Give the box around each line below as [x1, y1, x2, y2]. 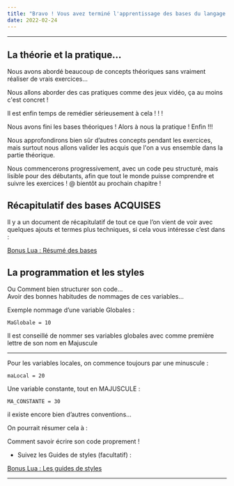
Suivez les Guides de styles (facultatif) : [17, 450, 132, 459]
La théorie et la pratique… [7, 49, 122, 61]
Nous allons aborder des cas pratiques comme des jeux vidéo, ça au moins [7, 88, 223, 97]
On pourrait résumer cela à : [7, 423, 88, 432]
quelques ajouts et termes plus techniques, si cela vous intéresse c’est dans [7, 226, 226, 234]
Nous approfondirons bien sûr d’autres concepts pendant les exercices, [7, 136, 212, 145]
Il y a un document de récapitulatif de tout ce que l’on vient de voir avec [7, 218, 213, 226]
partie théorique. [7, 151, 56, 159]
